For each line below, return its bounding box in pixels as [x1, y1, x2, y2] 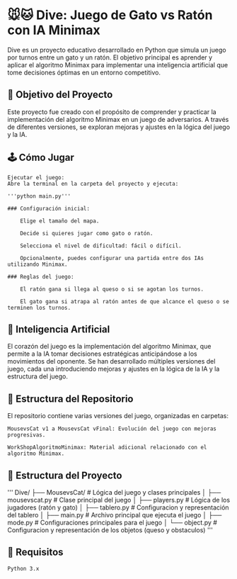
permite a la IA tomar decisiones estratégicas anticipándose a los [7, 349, 197, 358]
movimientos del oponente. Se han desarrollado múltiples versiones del [7, 357, 216, 366]
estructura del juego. [7, 372, 69, 381]
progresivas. [7, 432, 46, 439]
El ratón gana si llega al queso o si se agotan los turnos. [20, 286, 204, 293]
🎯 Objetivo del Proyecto [7, 89, 113, 101]
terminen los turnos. [7, 304, 71, 311]
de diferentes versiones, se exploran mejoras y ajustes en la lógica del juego [7, 123, 231, 131]
